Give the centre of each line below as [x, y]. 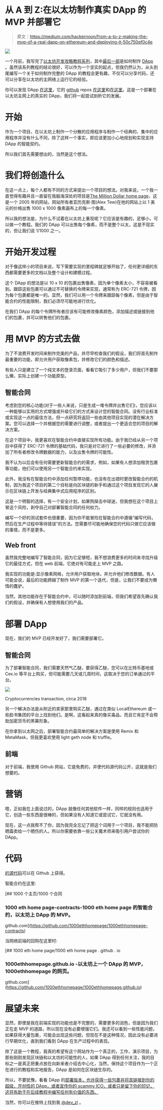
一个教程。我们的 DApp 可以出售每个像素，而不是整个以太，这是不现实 [84, 225]
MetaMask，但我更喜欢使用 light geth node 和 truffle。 [60, 737]
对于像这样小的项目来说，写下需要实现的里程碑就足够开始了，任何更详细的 [79, 266]
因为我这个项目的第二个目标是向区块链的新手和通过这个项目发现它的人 [83, 485]
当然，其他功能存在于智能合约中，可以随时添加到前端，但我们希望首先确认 [79, 596]
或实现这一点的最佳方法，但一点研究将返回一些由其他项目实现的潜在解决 [77, 417]
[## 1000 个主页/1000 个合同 [34, 893]
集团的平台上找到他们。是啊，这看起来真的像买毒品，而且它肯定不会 [86, 715]
